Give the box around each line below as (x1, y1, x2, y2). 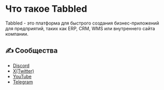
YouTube (12, 73, 32, 79)
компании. (5, 31, 29, 37)
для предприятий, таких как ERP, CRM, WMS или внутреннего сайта (5, 25, 155, 31)
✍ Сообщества (5, 47, 58, 55)
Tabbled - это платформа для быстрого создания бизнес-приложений (5, 20, 159, 26)
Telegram (12, 79, 33, 85)
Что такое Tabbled (5, 3, 87, 15)
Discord (12, 62, 30, 69)
